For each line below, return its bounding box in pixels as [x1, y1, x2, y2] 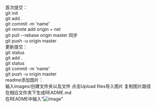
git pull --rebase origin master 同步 [5, 32, 78, 38]
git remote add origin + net [5, 26, 61, 32]
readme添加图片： [5, 77, 44, 83]
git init [5, 10, 19, 16]
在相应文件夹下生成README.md [5, 90, 72, 95]
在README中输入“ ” [5, 96, 63, 102]
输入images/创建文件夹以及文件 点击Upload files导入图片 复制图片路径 [5, 83, 151, 89]
